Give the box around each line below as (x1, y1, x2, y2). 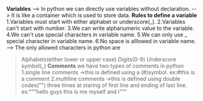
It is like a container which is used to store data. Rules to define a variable (11, 12, 198, 19)
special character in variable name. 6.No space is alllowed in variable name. (6, 38, 196, 44)
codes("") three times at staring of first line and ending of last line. (21, 82, 187, 89)
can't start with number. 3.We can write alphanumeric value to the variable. (6, 24, 194, 32)
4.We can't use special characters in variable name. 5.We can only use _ (6, 31, 187, 38)
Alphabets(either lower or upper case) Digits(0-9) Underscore (21, 56, 176, 63)
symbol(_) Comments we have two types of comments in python (21, 62, 184, 69)
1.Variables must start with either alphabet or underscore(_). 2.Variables (6, 18, 185, 25)
